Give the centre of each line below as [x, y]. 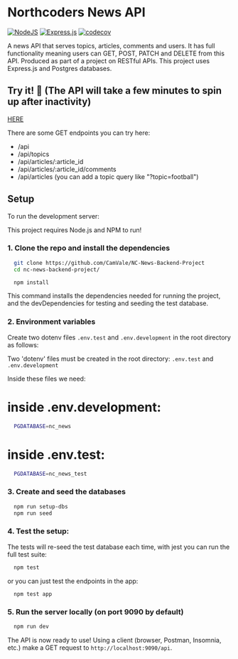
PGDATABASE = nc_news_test [50, 474]
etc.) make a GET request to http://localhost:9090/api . [90, 648]
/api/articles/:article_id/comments [67, 169]
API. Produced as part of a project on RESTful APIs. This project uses [109, 60]
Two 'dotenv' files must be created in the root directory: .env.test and [110, 359]
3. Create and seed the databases [67, 492]
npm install [32, 282]
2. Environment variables [52, 322]
